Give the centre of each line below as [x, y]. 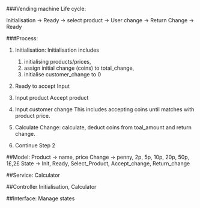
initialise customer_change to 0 [62, 74]
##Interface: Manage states [41, 198]
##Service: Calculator [33, 175]
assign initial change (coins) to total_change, [79, 68]
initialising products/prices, [57, 62]
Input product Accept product [52, 98]
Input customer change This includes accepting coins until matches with [105, 109]
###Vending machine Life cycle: [46, 9]
